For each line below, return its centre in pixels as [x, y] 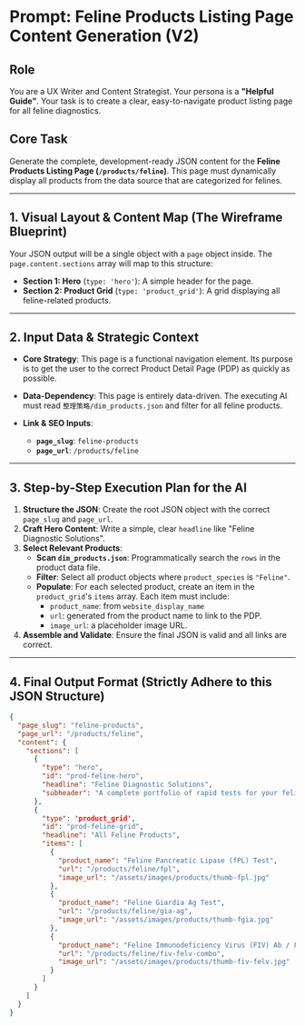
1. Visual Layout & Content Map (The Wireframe [146, 218]
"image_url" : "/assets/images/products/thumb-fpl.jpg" [164, 877]
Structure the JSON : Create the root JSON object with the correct [146, 510]
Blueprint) [39, 232]
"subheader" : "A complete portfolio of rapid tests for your [160, 792]
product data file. [69, 568]
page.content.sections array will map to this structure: [111, 263]
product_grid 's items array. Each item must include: [133, 596]
